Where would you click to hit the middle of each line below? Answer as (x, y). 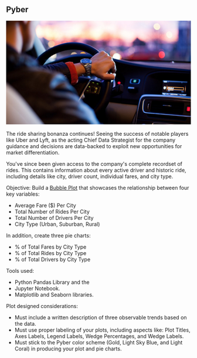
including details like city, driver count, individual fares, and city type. (90, 176)
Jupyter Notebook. (37, 289)
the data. (25, 324)
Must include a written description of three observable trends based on (101, 317)
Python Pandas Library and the (52, 282)
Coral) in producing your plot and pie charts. (68, 349)
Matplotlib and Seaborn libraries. (54, 295)
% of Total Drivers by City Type (52, 260)
